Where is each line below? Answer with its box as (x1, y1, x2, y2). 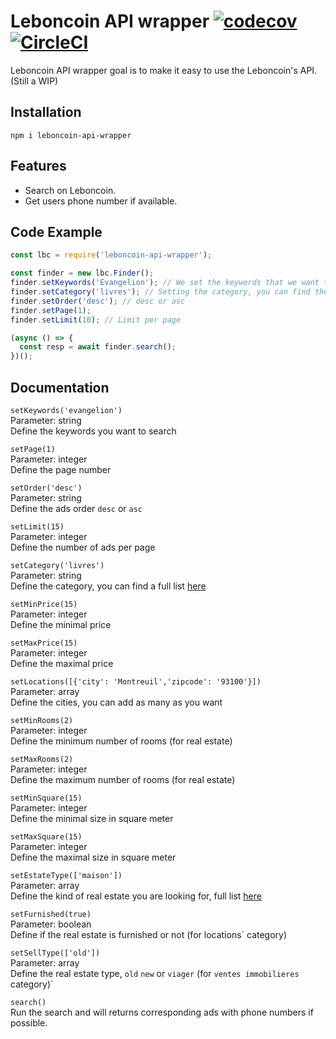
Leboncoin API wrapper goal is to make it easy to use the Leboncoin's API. (10, 64, 318, 76)
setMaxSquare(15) (10, 831, 83, 842)
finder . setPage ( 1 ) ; (10, 305, 92, 315)
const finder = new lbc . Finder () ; (10, 268, 155, 279)
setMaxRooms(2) (10, 754, 74, 764)
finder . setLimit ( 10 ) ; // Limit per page (10, 315, 182, 325)
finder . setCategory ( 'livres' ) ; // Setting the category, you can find (10, 287, 311, 297)
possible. (10, 1016, 48, 1029)
